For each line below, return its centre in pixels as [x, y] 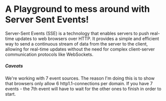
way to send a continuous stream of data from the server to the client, [77, 44]
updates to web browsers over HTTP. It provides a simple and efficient [87, 39]
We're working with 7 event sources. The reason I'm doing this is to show [80, 78]
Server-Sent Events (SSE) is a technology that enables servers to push [77, 33]
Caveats [14, 66]
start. [11, 94]
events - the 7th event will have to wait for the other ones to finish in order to [83, 89]
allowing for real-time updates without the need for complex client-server [80, 49]
